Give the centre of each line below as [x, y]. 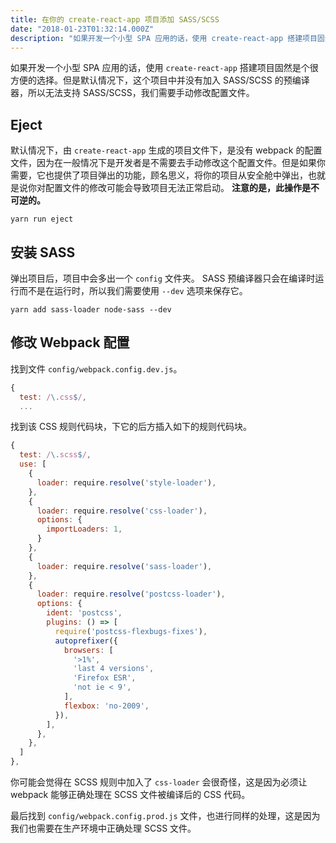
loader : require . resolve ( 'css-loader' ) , [122, 511]
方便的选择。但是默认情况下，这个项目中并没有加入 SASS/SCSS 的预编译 [160, 80]
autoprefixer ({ [86, 641]
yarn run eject [42, 219]
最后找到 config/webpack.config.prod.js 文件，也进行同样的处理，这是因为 [165, 816]
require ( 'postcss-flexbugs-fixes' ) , [131, 631]
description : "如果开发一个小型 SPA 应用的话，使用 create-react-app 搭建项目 [164, 38]
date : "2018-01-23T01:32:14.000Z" [82, 29]
